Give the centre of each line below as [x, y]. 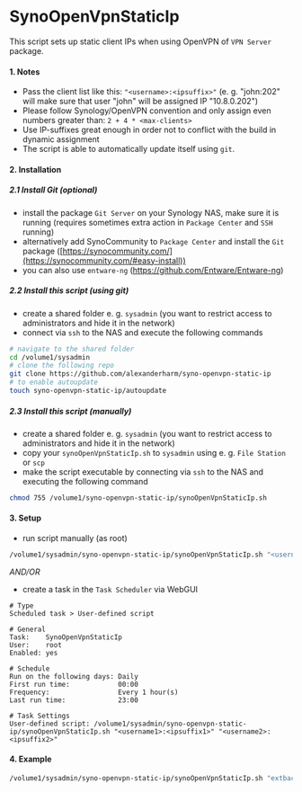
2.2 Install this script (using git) [69, 290]
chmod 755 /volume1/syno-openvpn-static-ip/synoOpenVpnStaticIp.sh [138, 498]
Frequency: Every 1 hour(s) [94, 692]
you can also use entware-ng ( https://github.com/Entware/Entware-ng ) [153, 270]
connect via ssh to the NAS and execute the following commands [142, 332]
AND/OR [25, 572]
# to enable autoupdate [54, 383]
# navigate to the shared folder [72, 349]
